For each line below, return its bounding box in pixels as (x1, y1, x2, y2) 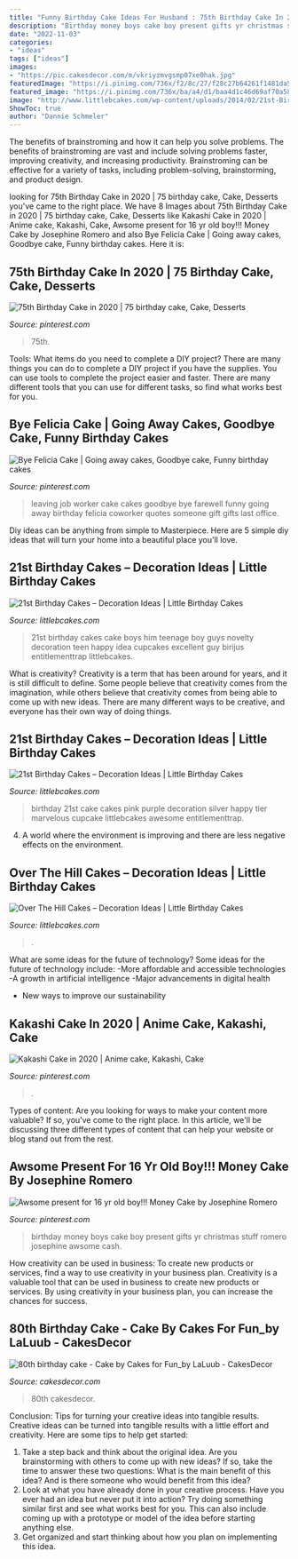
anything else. (21, 1522, 74, 1532)
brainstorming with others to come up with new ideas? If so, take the (21, 1456, 273, 1467)
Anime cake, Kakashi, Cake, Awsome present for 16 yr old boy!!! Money (9, 219, 270, 231)
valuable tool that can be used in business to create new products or (9, 1277, 260, 1287)
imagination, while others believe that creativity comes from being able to (9, 687, 278, 697)
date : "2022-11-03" (9, 29, 82, 38)
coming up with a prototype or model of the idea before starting (21, 1512, 255, 1523)
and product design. (9, 174, 83, 185)
